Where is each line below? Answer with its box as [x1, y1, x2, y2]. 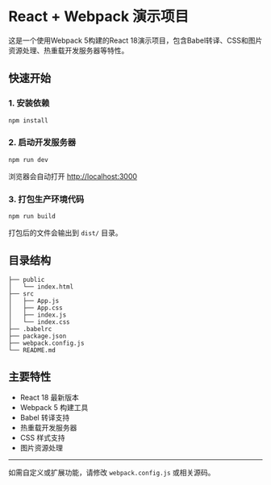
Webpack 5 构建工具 [19, 403, 89, 412]
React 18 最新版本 [19, 392, 79, 403]
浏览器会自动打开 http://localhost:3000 [8, 171, 138, 181]
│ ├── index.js [8, 311, 67, 319]
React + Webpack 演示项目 [8, 7, 190, 26]
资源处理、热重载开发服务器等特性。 [8, 45, 129, 55]
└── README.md [8, 346, 56, 354]
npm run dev [8, 155, 48, 164]
